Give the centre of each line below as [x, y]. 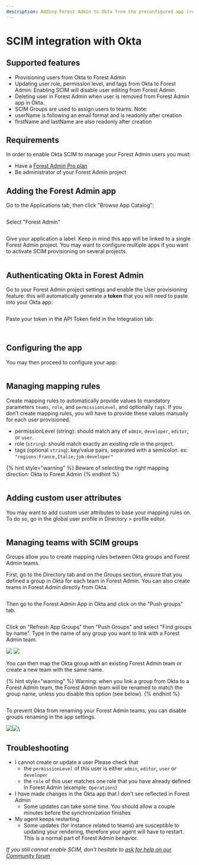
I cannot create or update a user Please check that [76, 762]
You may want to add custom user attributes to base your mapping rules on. [99, 512]
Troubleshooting [38, 748]
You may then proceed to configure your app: [62, 362]
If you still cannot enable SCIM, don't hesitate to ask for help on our [89, 850]
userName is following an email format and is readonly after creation [98, 115]
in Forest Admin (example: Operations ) [70, 788]
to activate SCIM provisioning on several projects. [67, 251]
